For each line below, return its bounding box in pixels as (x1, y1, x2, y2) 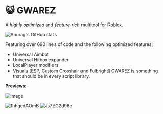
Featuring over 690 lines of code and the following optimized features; (5, 41, 153, 48)
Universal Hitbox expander (12, 56, 69, 63)
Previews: (5, 83, 27, 89)
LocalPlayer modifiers (12, 62, 59, 68)
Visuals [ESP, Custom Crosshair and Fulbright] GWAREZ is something (12, 67, 158, 74)
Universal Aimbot (12, 51, 49, 57)
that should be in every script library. (12, 73, 90, 79)
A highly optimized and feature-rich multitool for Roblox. (5, 21, 123, 28)
